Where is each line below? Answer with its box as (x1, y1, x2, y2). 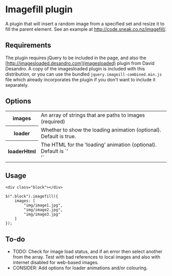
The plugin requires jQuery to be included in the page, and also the (5, 54, 147, 61)
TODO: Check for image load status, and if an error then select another (12, 248, 163, 255)
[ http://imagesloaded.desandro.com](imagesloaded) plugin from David (5, 60, 155, 66)
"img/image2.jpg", (24, 207, 63, 213)
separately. (5, 82, 29, 88)
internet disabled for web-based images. (12, 260, 99, 266)
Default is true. (40, 133, 76, 140)
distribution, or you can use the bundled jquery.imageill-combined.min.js (5, 71, 162, 77)
